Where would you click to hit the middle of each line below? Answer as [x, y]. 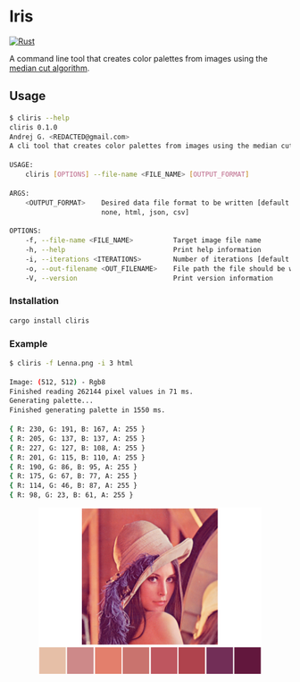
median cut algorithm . [50, 68]
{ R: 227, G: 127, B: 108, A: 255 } [77, 448]
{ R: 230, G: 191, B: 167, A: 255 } [77, 429]
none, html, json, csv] [146, 212]
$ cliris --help [39, 118]
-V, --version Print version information [150, 278]
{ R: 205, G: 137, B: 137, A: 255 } [77, 438]
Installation [34, 301]
